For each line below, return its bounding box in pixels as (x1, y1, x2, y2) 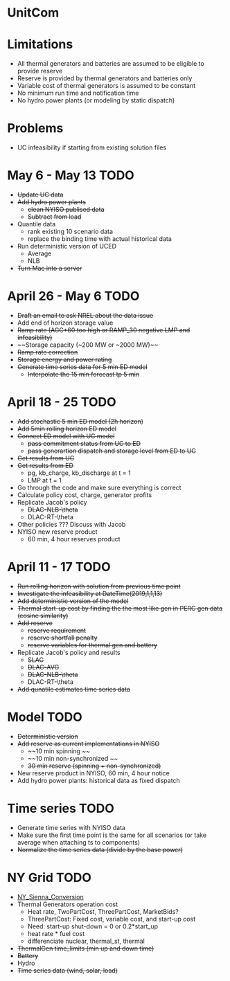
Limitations (7, 37, 73, 53)
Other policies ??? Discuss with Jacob (17, 520, 126, 528)
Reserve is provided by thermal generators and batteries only (17, 74, 193, 82)
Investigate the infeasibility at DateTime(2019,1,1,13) (17, 589, 163, 597)
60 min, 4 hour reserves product (27, 534, 121, 543)
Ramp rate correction (17, 348, 78, 356)
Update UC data (17, 190, 64, 199)
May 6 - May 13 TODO (7, 168, 135, 183)
